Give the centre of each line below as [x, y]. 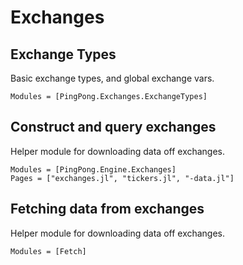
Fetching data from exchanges [107, 209]
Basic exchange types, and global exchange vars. [112, 78]
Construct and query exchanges [113, 127]
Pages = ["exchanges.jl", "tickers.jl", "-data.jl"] [122, 178]
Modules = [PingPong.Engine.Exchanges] [93, 169]
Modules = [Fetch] [48, 251]
